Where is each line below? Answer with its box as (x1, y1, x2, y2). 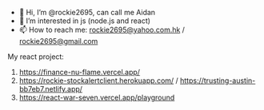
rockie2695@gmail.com (18, 37, 98, 45)
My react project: (7, 52, 65, 61)
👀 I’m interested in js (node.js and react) (18, 16, 151, 26)
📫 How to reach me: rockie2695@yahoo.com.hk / (18, 25, 186, 34)
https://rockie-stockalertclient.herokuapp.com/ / (18, 76, 179, 85)
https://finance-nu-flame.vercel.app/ (18, 68, 141, 77)
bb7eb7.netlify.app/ (18, 84, 83, 93)
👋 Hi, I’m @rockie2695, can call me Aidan (18, 8, 156, 17)
